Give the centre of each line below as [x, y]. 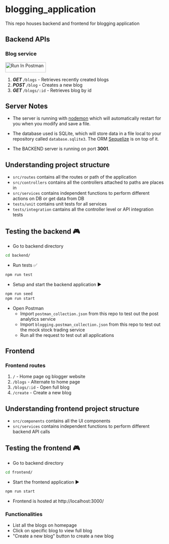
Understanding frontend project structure [72, 409]
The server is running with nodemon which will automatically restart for [87, 118]
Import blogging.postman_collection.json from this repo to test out [90, 324]
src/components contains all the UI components [61, 421]
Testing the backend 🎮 [43, 231]
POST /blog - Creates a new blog [47, 85]
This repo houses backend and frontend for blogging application [73, 23]
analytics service [38, 319]
